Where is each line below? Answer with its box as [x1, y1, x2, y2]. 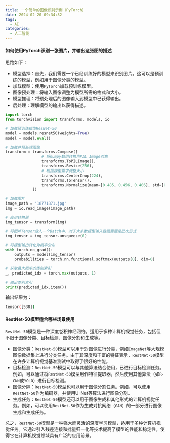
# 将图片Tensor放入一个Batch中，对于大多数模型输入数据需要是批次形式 [5, 229, 137, 234]
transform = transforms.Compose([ [5, 149, 78, 155]
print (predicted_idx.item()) [5, 285, 67, 290]
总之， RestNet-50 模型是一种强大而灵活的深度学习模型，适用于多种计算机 [5, 420, 157, 426]
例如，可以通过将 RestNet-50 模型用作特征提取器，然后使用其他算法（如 [12, 371, 160, 377]
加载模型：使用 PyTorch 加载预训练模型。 [12, 83, 95, 89]
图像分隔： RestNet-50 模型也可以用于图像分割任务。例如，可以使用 [12, 384, 151, 390]
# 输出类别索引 [5, 280, 33, 285]
